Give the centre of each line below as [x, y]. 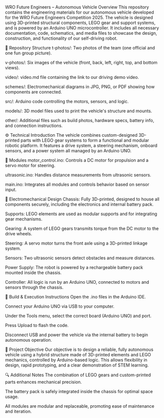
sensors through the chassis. [34, 287]
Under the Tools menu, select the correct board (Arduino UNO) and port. [78, 316]
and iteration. [18, 411]
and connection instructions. [34, 125]
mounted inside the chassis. [34, 272]
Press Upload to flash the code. [37, 325]
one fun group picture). [29, 53]
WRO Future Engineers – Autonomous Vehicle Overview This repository [77, 7]
